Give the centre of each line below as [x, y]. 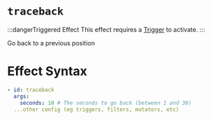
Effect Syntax [47, 72]
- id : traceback [31, 90]
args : [22, 96]
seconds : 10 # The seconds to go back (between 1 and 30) [106, 103]
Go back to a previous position [51, 43]
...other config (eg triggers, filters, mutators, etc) [96, 110]
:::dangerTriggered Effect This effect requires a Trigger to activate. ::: [106, 29]
